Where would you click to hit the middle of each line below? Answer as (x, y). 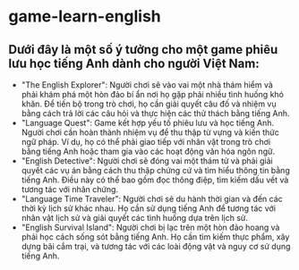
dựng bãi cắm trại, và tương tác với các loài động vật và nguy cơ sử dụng (156, 246)
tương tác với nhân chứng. (69, 189)
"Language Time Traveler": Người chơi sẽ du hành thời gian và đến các (152, 199)
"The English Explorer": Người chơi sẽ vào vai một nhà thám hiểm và (147, 85)
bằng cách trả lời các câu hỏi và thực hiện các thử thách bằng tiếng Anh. (155, 113)
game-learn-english (85, 17)
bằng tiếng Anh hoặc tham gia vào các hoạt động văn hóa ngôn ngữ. (148, 151)
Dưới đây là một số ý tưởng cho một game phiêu (143, 50)
